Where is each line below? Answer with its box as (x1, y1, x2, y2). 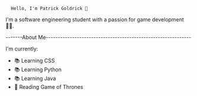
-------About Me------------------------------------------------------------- (5, 34, 192, 41)
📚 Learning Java (14, 75, 56, 82)
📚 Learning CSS (14, 57, 55, 64)
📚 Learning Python (14, 66, 62, 73)
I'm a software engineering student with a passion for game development (5, 16, 184, 23)
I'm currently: (5, 45, 38, 52)
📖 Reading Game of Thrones (14, 84, 83, 90)
